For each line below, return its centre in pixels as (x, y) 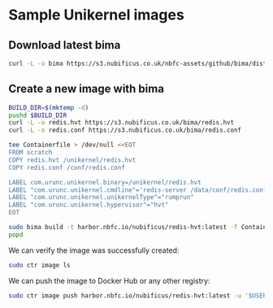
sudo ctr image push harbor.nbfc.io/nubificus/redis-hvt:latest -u (125, 295)
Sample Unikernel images (96, 15)
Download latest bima (65, 45)
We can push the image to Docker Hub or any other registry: (109, 280)
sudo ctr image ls (39, 265)
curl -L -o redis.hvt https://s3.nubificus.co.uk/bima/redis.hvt (121, 123)
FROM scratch (30, 153)
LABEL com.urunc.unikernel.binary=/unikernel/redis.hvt (105, 182)
